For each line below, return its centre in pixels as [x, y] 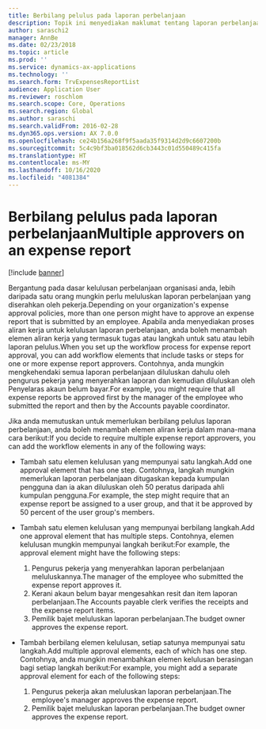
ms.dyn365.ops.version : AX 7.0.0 [63, 133]
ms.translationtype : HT [47, 155]
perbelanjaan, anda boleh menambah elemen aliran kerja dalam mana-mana [132, 429]
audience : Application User [55, 89]
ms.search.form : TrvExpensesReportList [74, 82]
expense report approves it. [77, 585]
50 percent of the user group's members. [87, 512]
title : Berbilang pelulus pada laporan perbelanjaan [97, 15]
